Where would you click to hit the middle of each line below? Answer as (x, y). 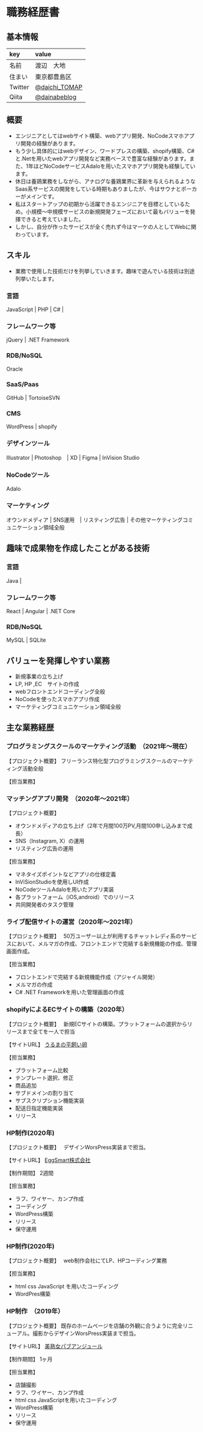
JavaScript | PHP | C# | (35, 309)
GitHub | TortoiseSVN (33, 397)
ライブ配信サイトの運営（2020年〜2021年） (72, 922)
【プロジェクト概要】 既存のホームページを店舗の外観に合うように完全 (95, 1325)
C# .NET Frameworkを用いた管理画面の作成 (69, 992)
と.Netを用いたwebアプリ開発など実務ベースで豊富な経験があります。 (102, 158)
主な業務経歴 (30, 728)
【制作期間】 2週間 (30, 1173)
